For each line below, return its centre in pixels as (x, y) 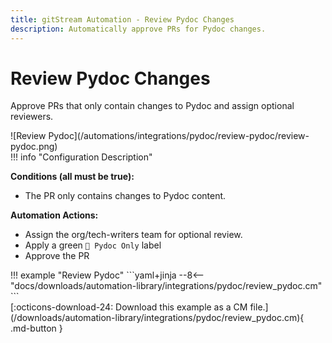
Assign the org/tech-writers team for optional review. (133, 235)
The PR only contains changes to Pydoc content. (125, 196)
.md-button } (36, 328)
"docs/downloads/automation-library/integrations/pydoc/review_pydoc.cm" (166, 286)
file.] (259, 307)
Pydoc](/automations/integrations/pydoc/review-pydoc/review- (179, 136)
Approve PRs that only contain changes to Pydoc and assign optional (152, 106)
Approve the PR (57, 256)
